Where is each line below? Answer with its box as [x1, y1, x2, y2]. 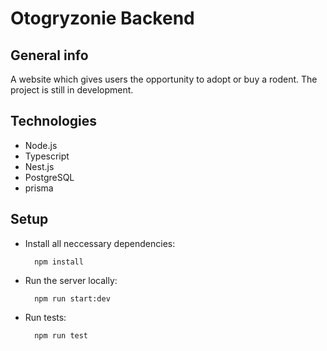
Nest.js [24, 160, 55, 172]
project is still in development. [10, 84, 134, 96]
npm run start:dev [34, 293, 111, 304]
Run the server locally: [24, 274, 118, 286]
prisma [24, 182, 54, 194]
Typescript [24, 150, 70, 162]
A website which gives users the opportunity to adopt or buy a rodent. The [10, 73, 318, 85]
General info [10, 47, 89, 64]
